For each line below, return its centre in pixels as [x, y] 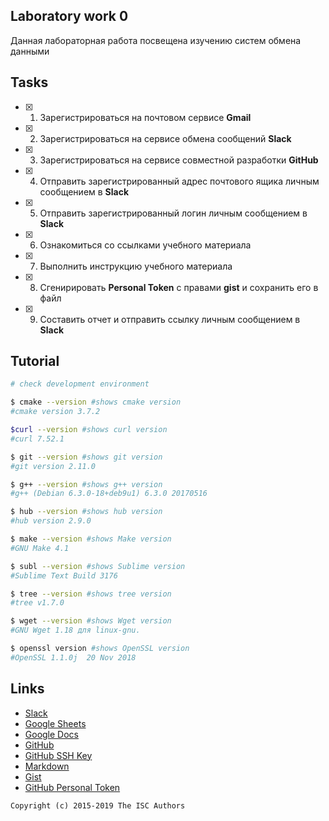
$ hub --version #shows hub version [86, 512]
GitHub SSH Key [58, 755]
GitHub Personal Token [72, 787]
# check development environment [80, 384]
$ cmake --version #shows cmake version [96, 402]
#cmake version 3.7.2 [55, 412]
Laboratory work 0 [69, 16]
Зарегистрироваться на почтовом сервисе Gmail [145, 117]
